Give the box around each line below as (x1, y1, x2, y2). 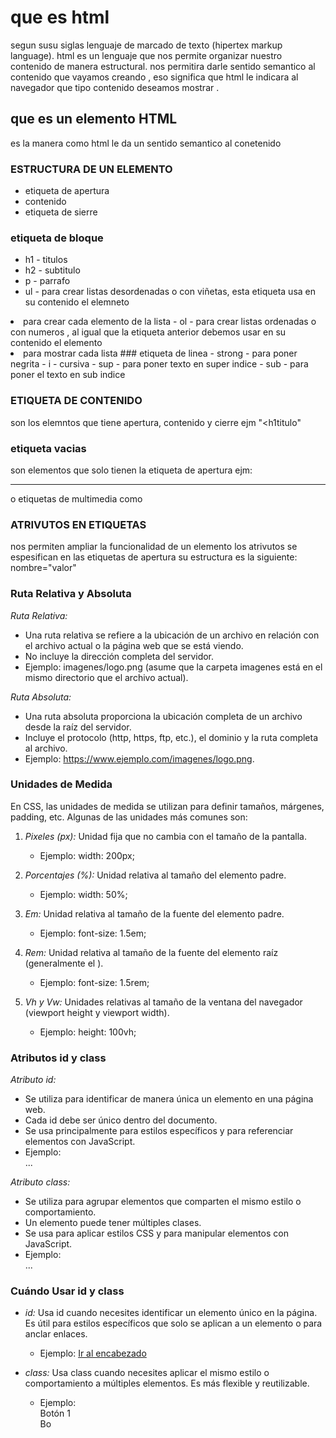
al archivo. (24, 742, 68, 754)
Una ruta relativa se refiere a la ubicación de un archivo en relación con (24, 629, 320, 641)
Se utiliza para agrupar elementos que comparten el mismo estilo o (24, 1196, 302, 1208)
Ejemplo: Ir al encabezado (39, 1347, 147, 1360)
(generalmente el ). (24, 957, 104, 969)
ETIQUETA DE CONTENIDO (10, 394, 143, 408)
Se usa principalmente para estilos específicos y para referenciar (24, 1125, 294, 1137)
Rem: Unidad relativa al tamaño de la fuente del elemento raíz (24, 946, 279, 958)
